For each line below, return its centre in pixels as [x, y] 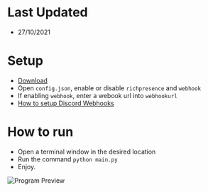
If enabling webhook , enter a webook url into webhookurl [97, 95]
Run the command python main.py [68, 159]
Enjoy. [27, 166]
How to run [40, 132]
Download [33, 80]
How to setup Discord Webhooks [66, 103]
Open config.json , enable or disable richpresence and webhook [109, 88]
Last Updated [48, 12]
